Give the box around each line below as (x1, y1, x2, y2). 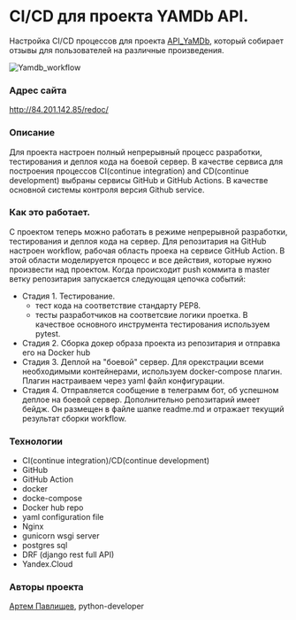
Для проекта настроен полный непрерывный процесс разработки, (9, 146, 262, 157)
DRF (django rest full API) (21, 549, 115, 560)
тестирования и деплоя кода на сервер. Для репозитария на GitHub (9, 236, 267, 246)
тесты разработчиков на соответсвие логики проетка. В (34, 309, 248, 320)
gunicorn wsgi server (21, 531, 100, 541)
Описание (9, 127, 56, 139)
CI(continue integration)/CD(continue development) (21, 455, 210, 466)
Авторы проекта (9, 581, 84, 593)
